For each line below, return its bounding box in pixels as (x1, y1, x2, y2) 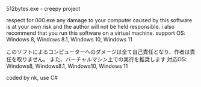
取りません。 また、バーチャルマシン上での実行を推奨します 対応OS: (16, 56, 187, 62)
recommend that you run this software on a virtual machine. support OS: (6, 29, 185, 37)
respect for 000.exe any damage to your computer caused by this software (6, 17, 193, 23)
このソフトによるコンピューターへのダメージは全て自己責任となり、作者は (6, 48, 190, 55)
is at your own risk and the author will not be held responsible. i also (6, 23, 175, 30)
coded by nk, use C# (6, 74, 58, 81)
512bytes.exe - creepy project (6, 5, 81, 12)
